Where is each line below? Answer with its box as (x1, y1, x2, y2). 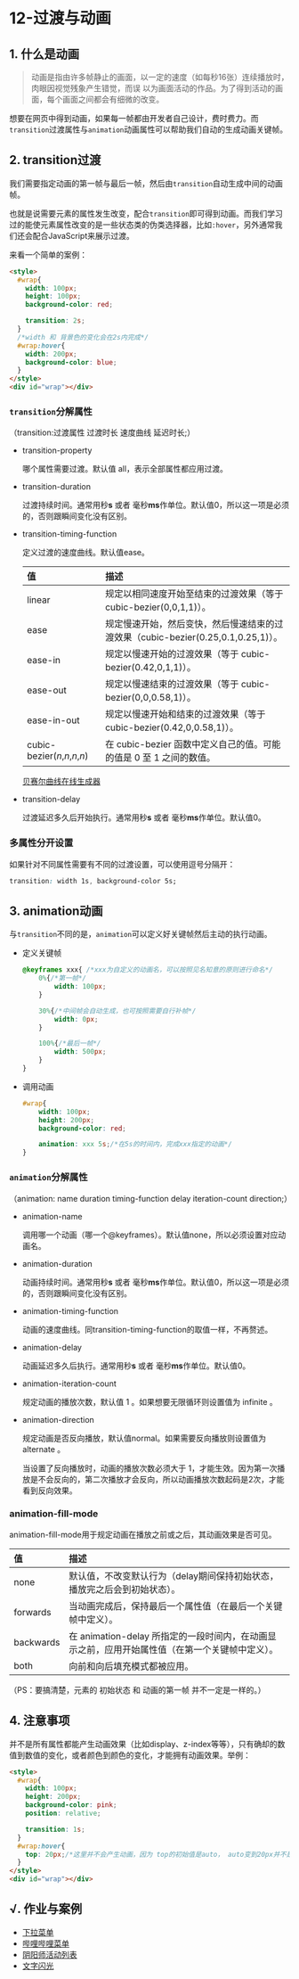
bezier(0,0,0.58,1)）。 (105, 692, 197, 704)
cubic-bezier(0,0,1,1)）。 (105, 601, 212, 613)
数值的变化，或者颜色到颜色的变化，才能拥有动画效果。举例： (24, 1749, 251, 1761)
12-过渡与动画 (9, 8, 111, 29)
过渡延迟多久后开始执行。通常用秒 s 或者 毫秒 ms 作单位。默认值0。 (21, 812, 266, 823)
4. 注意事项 (9, 1713, 70, 1729)
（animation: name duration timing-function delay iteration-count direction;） (9, 1193, 292, 1203)
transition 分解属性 (9, 405, 93, 417)
